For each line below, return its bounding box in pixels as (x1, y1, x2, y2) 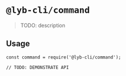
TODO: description (20, 22, 66, 29)
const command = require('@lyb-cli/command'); (6, 54, 121, 60)
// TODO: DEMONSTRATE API (6, 64, 69, 70)
